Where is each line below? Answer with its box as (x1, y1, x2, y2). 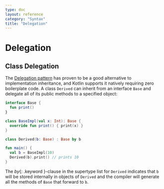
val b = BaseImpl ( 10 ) (9, 150, 55, 155)
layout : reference (5, 12, 43, 17)
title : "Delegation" (5, 21, 48, 26)
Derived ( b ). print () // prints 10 (9, 155, 79, 160)
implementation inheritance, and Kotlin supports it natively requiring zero (5, 80, 154, 87)
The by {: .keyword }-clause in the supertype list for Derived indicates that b (5, 168, 159, 174)
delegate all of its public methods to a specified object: (5, 91, 118, 97)
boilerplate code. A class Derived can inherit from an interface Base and (5, 86, 151, 92)
